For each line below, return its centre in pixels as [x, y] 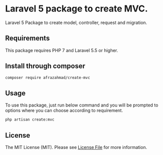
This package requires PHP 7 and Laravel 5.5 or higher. [62, 50]
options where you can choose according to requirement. [64, 110]
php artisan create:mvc [30, 120]
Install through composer [45, 66]
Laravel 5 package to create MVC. [77, 9]
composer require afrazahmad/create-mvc [48, 77]
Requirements [27, 38]
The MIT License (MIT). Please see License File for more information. [76, 147]
